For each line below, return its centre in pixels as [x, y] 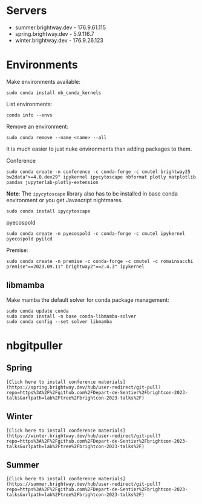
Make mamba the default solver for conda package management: [88, 300]
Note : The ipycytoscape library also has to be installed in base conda [92, 193]
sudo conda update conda [37, 311]
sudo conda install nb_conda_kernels [54, 93]
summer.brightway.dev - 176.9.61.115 [60, 27]
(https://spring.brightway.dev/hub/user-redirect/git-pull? [84, 387]
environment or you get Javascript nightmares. [64, 200]
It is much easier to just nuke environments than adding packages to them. [99, 149]
